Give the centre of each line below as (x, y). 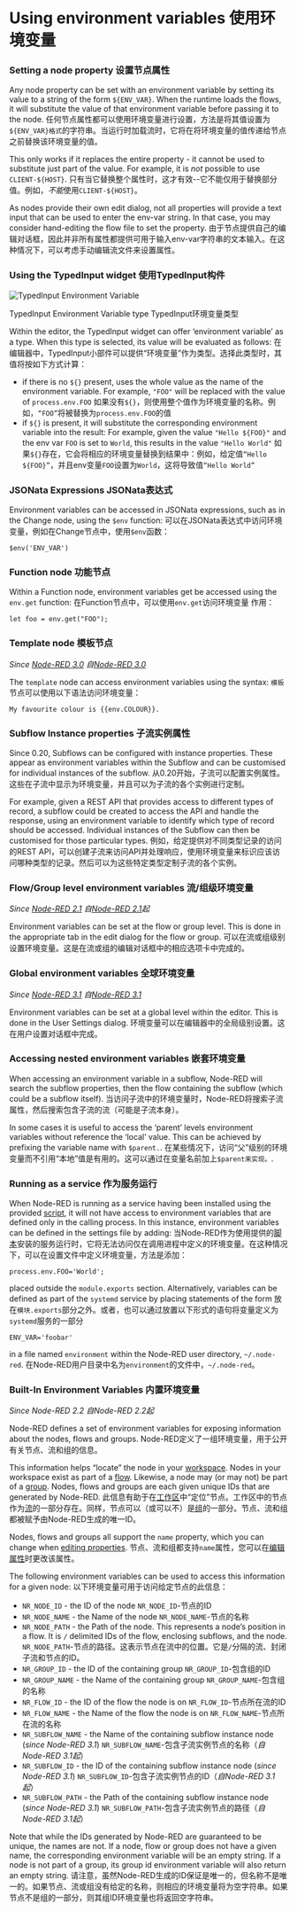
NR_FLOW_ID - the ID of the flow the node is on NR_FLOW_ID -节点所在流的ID (154, 1702)
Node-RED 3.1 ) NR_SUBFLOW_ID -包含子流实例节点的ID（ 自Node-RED (143, 1776)
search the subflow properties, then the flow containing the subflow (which (146, 1088)
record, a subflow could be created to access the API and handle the (134, 811)
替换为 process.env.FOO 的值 (122, 412)
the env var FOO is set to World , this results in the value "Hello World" (147, 442)
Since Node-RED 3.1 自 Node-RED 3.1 (76, 994)
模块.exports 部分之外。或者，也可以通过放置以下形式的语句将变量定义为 (148, 1310)
